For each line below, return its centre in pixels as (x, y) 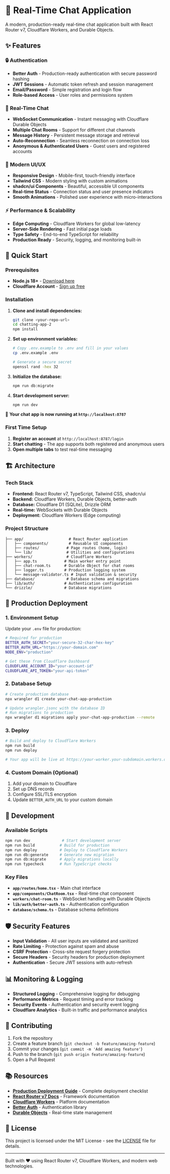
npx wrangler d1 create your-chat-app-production (59, 699)
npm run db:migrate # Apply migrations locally (62, 859)
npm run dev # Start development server (63, 841)
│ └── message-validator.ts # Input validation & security (71, 575)
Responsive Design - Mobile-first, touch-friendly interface (74, 176)
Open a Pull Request (34, 1059)
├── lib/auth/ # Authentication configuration (69, 583)
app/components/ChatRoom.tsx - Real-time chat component (73, 893)
